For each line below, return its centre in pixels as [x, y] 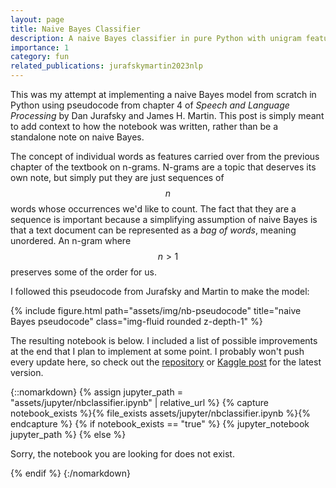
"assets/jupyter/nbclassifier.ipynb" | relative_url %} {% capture [139, 402]
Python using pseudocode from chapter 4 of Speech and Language [150, 105]
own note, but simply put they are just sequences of [117, 177]
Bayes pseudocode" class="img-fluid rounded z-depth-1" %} [136, 321]
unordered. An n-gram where [71, 240]
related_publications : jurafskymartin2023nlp [106, 66]
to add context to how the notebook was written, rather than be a [144, 126]
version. [27, 372]
